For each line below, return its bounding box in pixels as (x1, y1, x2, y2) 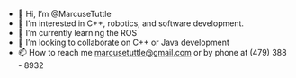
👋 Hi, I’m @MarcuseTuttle (17, 9, 112, 19)
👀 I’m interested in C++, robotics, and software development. (17, 18, 245, 29)
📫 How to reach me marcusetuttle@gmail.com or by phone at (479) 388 (17, 48, 287, 57)
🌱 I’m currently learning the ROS (17, 28, 138, 38)
